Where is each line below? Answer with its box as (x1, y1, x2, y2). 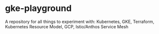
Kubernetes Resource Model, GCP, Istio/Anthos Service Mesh (5, 23, 129, 29)
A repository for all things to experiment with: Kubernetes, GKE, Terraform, (5, 19, 155, 24)
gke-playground (5, 3, 72, 14)
